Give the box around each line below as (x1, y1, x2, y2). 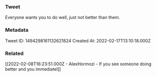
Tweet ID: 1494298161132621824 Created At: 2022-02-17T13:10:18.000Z (5, 38, 151, 43)
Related (5, 50, 24, 57)
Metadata (5, 27, 28, 34)
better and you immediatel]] (5, 66, 61, 72)
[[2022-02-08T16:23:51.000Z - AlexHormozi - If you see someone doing (5, 61, 152, 67)
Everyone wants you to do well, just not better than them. (5, 15, 120, 20)
